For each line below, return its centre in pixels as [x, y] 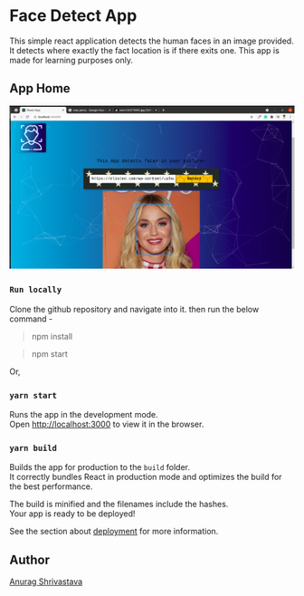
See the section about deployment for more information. [114, 532]
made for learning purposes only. [71, 60]
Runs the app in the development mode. [84, 415]
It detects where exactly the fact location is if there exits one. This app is [145, 50]
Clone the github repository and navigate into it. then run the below [134, 309]
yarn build [33, 448]
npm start [49, 353]
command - [31, 319]
